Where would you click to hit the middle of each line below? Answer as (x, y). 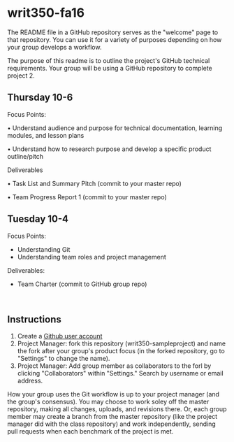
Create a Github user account (60, 336)
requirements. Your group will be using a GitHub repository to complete (110, 68)
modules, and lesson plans (46, 135)
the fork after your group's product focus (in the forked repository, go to (121, 351)
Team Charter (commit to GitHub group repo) (82, 284)
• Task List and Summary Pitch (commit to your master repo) (94, 183)
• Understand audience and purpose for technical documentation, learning (115, 128)
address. (30, 381)
